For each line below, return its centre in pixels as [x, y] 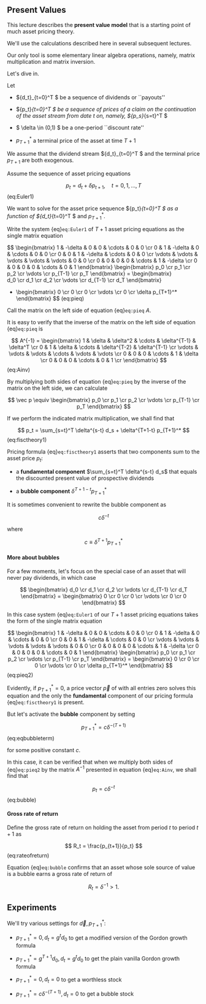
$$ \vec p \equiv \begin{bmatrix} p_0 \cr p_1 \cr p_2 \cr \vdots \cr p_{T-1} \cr [104, 400]
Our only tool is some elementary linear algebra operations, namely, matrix [101, 55]
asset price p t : [25, 459]
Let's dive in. [23, 74]
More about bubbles [33, 558]
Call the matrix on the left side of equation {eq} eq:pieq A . [79, 310]
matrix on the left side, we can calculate [57, 388]
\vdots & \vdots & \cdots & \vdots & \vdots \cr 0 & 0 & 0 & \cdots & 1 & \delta [104, 354]
